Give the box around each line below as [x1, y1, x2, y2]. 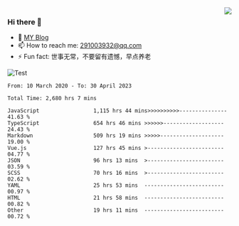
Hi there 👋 [7, 17, 43, 27]
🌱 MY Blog [17, 33, 49, 42]
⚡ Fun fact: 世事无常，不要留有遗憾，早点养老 [17, 53, 152, 61]
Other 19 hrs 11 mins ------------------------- [7, 207, 224, 214]
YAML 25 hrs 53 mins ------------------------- [7, 182, 224, 189]
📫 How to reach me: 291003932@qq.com [17, 41, 142, 50]
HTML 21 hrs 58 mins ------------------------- [7, 195, 224, 202]
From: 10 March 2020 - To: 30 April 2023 [7, 82, 132, 90]
